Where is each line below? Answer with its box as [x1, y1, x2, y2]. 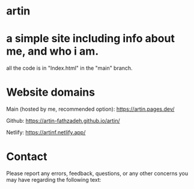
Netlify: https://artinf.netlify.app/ [6, 129, 86, 136]
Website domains [6, 85, 95, 99]
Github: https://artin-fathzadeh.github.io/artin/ [6, 117, 120, 125]
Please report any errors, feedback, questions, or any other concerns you [6, 170, 189, 177]
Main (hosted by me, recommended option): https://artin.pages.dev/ [6, 105, 175, 113]
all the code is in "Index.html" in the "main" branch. [6, 64, 133, 72]
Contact [6, 150, 47, 164]
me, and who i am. [6, 45, 99, 58]
